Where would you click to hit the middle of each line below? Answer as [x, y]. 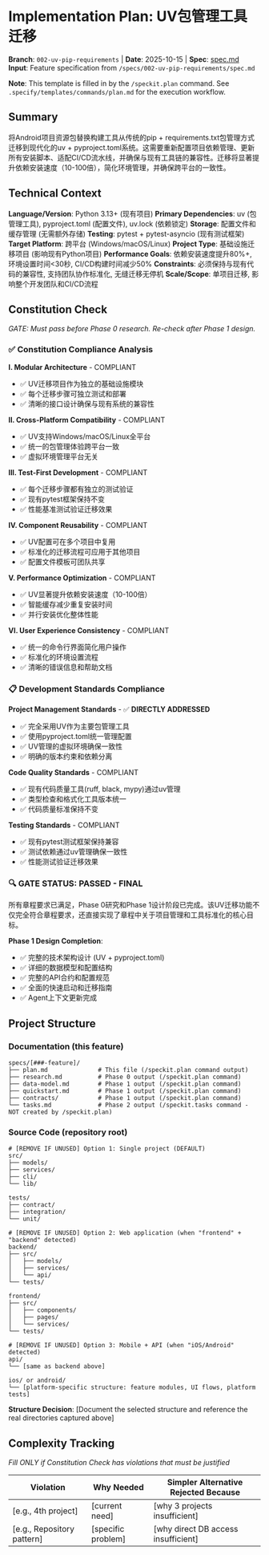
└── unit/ [25, 1219]
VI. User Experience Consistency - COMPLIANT [89, 630]
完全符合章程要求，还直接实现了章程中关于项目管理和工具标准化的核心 [130, 915]
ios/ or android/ [37, 1381]
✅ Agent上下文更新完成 [58, 998]
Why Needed [118, 1488]
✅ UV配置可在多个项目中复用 [68, 542]
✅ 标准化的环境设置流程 [59, 657]
